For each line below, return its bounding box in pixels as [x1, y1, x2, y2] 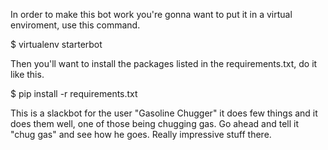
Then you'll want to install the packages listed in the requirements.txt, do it [10, 58, 318, 69]
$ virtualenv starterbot [10, 39, 103, 50]
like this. [10, 69, 45, 80]
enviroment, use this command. [10, 19, 141, 31]
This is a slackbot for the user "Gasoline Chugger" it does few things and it [10, 107, 318, 119]
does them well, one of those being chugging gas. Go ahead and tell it [10, 118, 299, 129]
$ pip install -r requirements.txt [10, 88, 138, 99]
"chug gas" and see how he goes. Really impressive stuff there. [10, 129, 272, 140]
